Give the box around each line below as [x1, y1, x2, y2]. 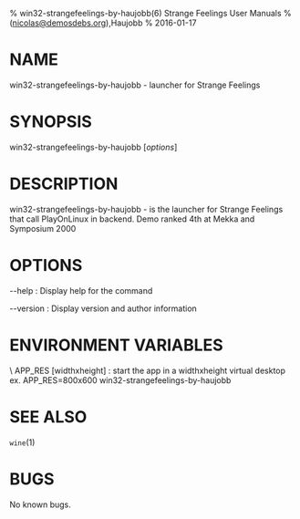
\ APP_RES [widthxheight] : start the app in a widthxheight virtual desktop [9, 365, 285, 376]
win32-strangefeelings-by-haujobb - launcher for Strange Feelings [9, 79, 261, 90]
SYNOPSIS [9, 111, 93, 132]
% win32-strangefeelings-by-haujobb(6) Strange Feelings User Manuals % [9, 8, 292, 18]
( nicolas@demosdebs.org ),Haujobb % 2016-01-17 [9, 17, 197, 28]
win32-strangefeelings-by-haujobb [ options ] [9, 141, 178, 152]
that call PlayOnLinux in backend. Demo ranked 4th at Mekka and [9, 213, 255, 224]
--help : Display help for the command [9, 285, 153, 296]
